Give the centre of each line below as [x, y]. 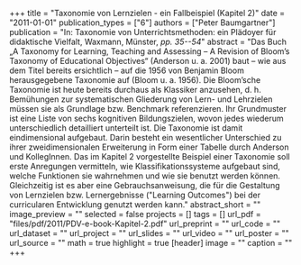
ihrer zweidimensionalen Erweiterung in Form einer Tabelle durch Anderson [149, 147]
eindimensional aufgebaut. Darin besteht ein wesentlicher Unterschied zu [146, 137]
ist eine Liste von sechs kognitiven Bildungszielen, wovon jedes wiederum [146, 118]
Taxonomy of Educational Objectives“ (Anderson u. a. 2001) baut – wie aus [148, 61]
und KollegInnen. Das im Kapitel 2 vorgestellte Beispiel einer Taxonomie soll [150, 156]
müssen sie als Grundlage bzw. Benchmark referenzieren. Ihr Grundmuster [148, 109]
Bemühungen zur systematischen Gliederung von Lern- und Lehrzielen [141, 99]
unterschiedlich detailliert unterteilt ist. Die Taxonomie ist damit [126, 128]
